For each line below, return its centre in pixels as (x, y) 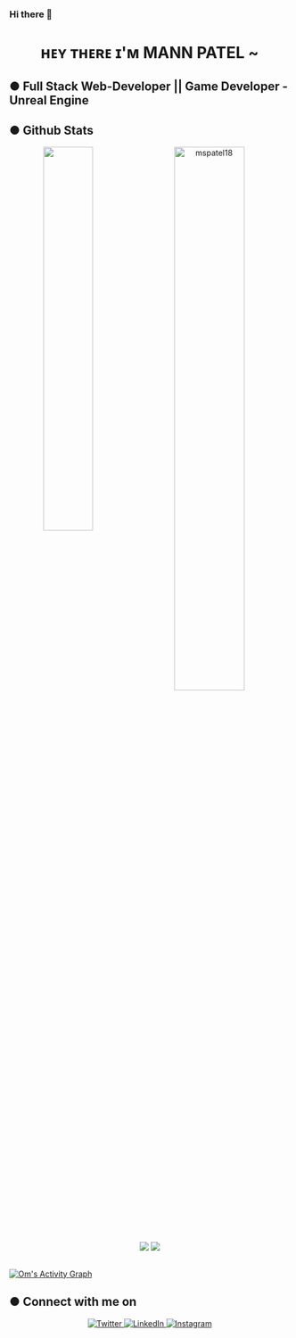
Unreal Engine (49, 100)
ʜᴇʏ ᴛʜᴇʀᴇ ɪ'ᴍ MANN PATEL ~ (150, 53)
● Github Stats (51, 130)
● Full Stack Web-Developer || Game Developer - (148, 86)
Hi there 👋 (31, 14)
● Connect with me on (73, 1302)
